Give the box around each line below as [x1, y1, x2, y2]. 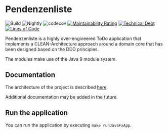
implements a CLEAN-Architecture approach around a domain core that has [5, 40, 163, 47]
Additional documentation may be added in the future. [5, 94, 118, 100]
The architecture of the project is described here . [5, 84, 108, 90]
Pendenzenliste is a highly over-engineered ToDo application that [5, 35, 142, 41]
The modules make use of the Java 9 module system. [5, 56, 117, 62]
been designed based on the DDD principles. [5, 46, 99, 52]
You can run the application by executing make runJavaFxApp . [5, 122, 132, 128]
